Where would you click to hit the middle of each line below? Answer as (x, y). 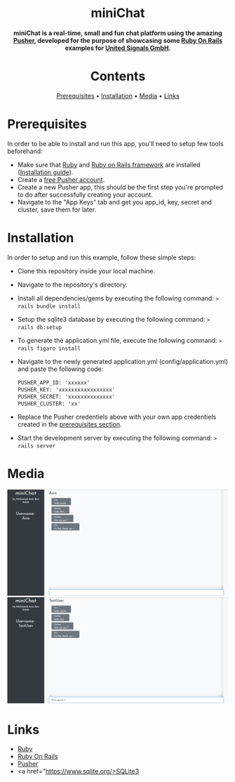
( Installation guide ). (45, 172)
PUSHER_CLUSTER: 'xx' (49, 404)
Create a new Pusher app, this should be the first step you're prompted (120, 187)
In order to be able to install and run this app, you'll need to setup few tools (115, 143)
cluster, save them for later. (57, 209)
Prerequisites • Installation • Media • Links (118, 96)
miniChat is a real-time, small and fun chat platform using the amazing (118, 33)
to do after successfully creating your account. (85, 195)
